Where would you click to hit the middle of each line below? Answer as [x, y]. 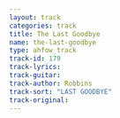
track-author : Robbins [51, 83]
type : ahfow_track [43, 51]
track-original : [39, 100]
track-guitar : [35, 75]
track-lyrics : [35, 67]
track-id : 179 [35, 59]
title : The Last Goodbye [55, 34]
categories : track [43, 26]
